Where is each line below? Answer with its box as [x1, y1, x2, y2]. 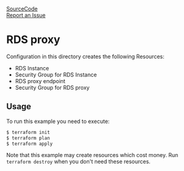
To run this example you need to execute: [6, 118, 110, 125]
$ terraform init [6, 129, 50, 135]
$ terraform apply [6, 141, 53, 147]
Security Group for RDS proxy [15, 84, 90, 91]
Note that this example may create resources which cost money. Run [6, 152, 179, 159]
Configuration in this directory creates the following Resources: [6, 53, 165, 60]
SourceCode [6, 5, 38, 12]
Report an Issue [6, 12, 46, 19]
